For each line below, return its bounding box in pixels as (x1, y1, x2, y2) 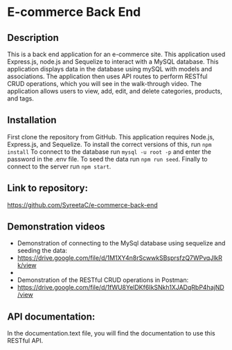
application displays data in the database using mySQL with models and (7, 65, 213, 73)
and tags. (7, 94, 35, 103)
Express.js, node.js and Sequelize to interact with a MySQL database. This (7, 58, 220, 66)
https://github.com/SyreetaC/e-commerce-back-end (7, 200, 158, 209)
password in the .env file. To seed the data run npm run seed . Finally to (7, 155, 208, 163)
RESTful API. (7, 337, 44, 345)
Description (7, 32, 59, 44)
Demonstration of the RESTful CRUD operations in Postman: (17, 276, 189, 284)
